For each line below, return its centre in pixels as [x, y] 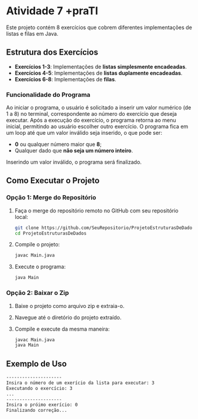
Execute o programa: [40, 267]
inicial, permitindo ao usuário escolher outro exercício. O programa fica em [97, 126]
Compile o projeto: [37, 245]
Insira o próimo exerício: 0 [42, 405]
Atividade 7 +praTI [52, 11]
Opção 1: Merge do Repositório [51, 198]
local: [21, 217]
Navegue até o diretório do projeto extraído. [68, 317]
